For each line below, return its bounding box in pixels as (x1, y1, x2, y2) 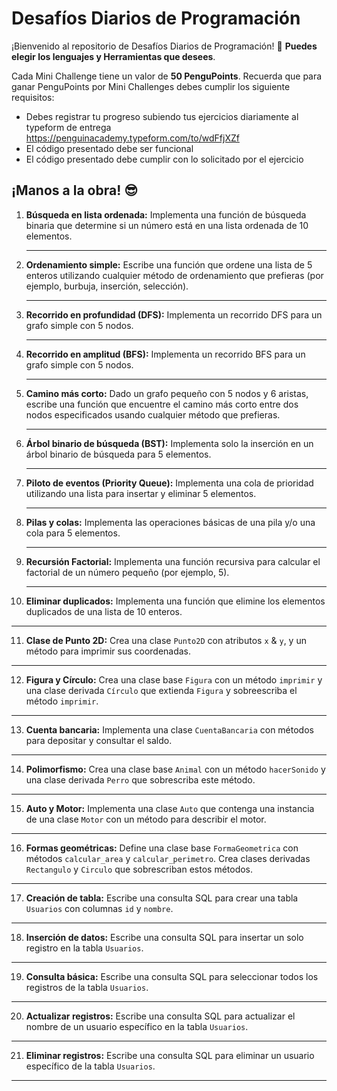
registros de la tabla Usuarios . (25, 981, 149, 993)
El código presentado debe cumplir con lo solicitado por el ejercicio (25, 153, 304, 165)
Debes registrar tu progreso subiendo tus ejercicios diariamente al (25, 110, 299, 122)
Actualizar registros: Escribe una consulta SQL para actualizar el (25, 1010, 296, 1022)
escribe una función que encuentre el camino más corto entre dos (25, 398, 299, 410)
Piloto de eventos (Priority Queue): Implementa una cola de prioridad (25, 477, 314, 489)
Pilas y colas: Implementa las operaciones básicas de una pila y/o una (25, 516, 316, 528)
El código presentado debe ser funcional (25, 142, 194, 154)
